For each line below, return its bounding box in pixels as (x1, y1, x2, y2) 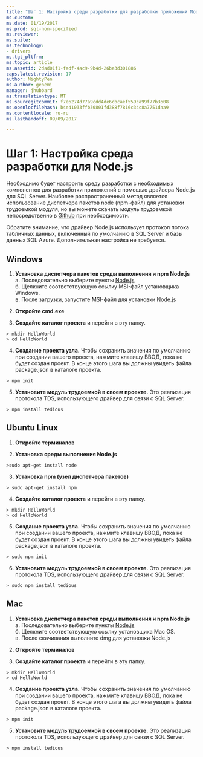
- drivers (6, 48, 31, 54)
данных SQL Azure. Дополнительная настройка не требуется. (6, 236, 166, 244)
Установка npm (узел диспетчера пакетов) (14, 473, 129, 480)
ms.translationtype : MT (6, 93, 66, 99)
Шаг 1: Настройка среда (6, 147, 134, 161)
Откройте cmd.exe (14, 308, 65, 314)
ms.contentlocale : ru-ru (6, 110, 69, 116)
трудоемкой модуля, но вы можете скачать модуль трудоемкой (6, 206, 172, 213)
